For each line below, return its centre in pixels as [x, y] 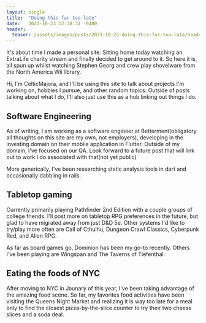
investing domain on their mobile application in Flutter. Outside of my [93, 144]
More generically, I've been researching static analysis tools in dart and [97, 169]
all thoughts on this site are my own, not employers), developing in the [95, 137]
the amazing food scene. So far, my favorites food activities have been [96, 295]
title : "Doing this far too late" [52, 18]
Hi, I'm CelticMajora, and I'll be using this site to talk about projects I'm [95, 84]
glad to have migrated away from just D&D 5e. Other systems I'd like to [96, 222]
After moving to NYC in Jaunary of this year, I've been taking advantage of [100, 288]
